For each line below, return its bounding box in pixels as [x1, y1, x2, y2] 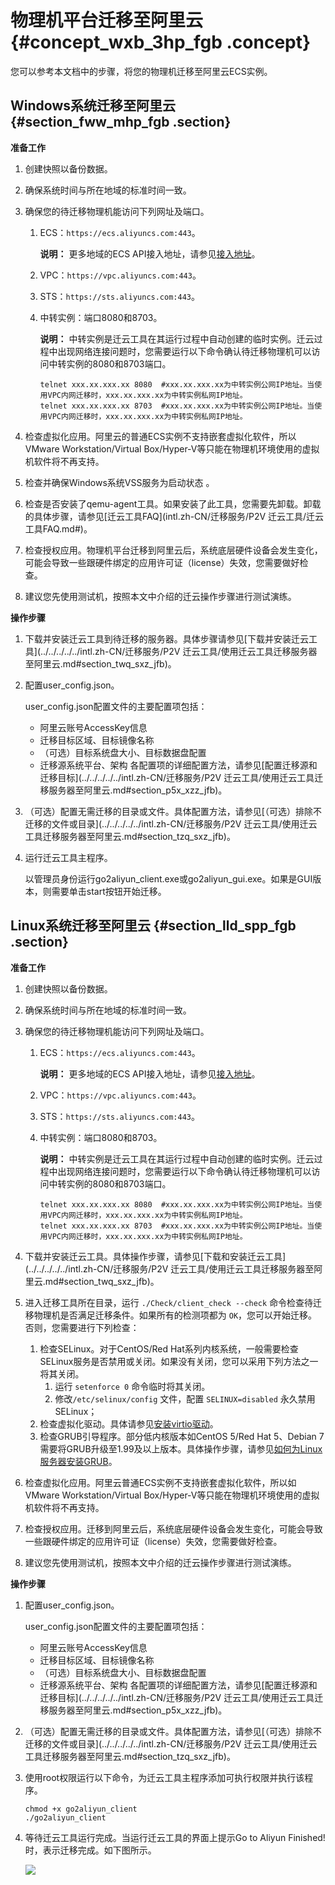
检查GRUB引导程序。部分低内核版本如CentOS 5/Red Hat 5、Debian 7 [39, 1430, 325, 1442]
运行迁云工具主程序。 [24, 851, 113, 863]
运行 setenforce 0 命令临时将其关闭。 [54, 1380, 211, 1392]
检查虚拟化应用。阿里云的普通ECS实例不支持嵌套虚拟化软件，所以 [24, 430, 297, 442]
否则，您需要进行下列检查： [24, 1321, 140, 1333]
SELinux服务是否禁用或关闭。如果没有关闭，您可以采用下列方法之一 [39, 1355, 319, 1367]
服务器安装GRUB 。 [39, 1455, 118, 1467]
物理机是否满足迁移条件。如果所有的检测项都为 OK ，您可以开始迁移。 [33, 1309, 318, 1321]
